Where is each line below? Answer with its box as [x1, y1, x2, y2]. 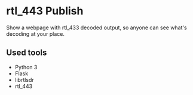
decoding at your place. [6, 30, 65, 37]
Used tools [6, 48, 47, 58]
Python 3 [14, 63, 38, 71]
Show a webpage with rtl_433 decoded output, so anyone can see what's [6, 24, 187, 31]
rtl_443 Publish [6, 4, 84, 18]
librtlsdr [14, 76, 34, 83]
